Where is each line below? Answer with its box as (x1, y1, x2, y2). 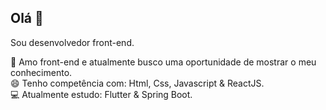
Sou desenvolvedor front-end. (10, 36, 135, 48)
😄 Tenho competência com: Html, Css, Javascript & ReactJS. (10, 77, 265, 89)
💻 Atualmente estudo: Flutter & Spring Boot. (10, 88, 193, 100)
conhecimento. (10, 66, 73, 78)
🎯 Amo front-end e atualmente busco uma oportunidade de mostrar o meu (10, 56, 317, 68)
